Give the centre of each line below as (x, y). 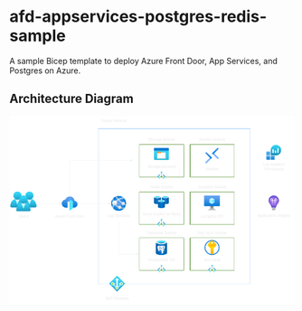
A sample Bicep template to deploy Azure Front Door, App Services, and (144, 61)
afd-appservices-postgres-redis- (138, 17)
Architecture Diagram (71, 99)
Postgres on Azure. (45, 71)
